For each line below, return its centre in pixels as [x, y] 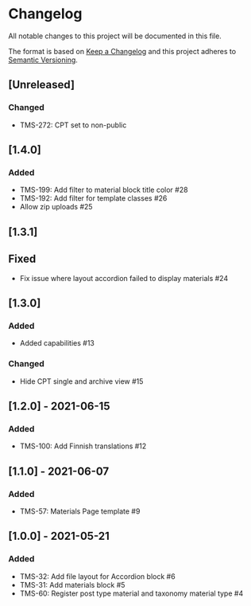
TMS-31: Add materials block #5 [72, 584]
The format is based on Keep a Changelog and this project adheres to [122, 51]
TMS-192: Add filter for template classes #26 [93, 198]
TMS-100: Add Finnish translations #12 [83, 446]
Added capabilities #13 [57, 343]
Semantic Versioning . [43, 60]
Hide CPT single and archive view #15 [81, 381]
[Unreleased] [42, 85]
